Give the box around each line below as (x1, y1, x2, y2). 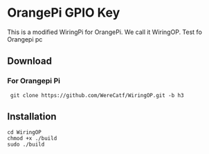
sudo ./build (7, 141, 45, 148)
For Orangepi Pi (7, 76, 61, 86)
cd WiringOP (7, 129, 42, 136)
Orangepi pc (7, 35, 43, 43)
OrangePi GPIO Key (7, 5, 120, 21)
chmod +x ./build (7, 135, 57, 142)
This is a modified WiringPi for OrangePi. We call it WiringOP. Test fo (7, 28, 203, 36)
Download (7, 55, 52, 67)
